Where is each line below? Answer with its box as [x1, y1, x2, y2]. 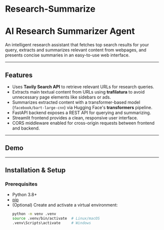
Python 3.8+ [12, 192, 38, 198]
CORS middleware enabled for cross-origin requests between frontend [12, 120, 155, 126]
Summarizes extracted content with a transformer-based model [12, 99, 141, 105]
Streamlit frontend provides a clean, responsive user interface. [12, 115, 138, 120]
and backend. [12, 125, 40, 131]
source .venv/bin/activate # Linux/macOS [12, 216, 100, 221]
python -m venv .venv [12, 211, 56, 216]
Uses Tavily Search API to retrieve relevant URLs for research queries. [12, 84, 155, 90]
